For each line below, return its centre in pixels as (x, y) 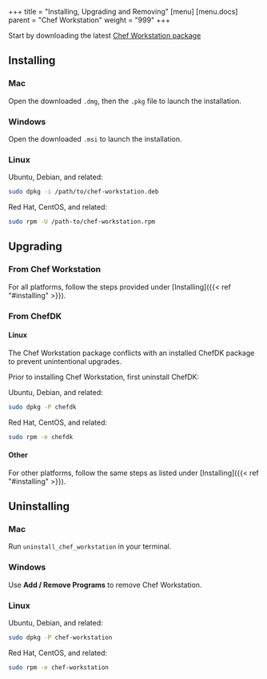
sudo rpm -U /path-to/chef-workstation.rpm (82, 222)
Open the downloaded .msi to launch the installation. (95, 138)
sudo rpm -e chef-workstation (59, 667)
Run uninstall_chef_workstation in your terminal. (90, 546)
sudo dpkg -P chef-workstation (60, 638)
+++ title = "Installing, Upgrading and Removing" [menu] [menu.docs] (123, 12)
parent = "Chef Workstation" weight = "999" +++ (89, 20)
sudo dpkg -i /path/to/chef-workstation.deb (84, 192)
